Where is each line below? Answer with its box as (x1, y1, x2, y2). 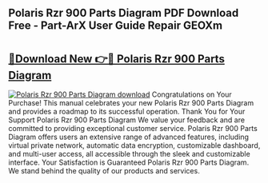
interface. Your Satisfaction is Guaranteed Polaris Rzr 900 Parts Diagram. (8, 157, 250, 167)
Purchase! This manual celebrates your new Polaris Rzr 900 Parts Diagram (8, 98, 254, 107)
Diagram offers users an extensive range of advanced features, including (8, 132, 250, 141)
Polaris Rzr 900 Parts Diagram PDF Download (8, 6, 239, 20)
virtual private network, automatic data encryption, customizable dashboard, (8, 141, 261, 150)
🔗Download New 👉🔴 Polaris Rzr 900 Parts (8, 52, 226, 66)
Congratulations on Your (151, 90, 232, 99)
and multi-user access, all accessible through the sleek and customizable (8, 149, 250, 158)
